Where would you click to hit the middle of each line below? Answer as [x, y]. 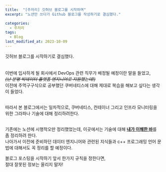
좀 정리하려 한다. [21, 135]
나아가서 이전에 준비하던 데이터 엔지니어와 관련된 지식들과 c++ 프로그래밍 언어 [81, 141]
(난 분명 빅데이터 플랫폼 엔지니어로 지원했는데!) [50, 79]
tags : [11, 33]
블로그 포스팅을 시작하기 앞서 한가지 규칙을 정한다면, [55, 158]
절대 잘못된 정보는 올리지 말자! [34, 164]
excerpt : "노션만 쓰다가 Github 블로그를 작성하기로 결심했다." [63, 14]
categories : [17, 23]
